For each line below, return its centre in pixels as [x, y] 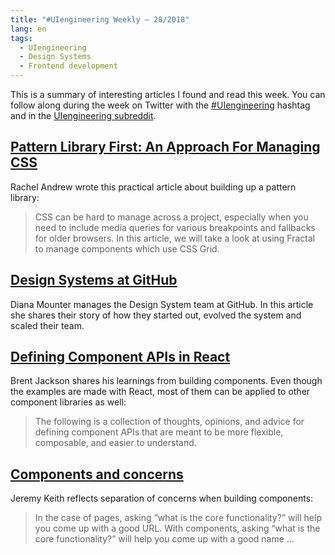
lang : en [28, 29]
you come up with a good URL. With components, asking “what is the [177, 528]
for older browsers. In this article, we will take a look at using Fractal [175, 238]
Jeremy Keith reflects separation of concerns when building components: [162, 498]
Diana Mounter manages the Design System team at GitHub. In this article [162, 304]
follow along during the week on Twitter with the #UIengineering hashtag [160, 105]
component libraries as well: [68, 402]
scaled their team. [47, 325]
